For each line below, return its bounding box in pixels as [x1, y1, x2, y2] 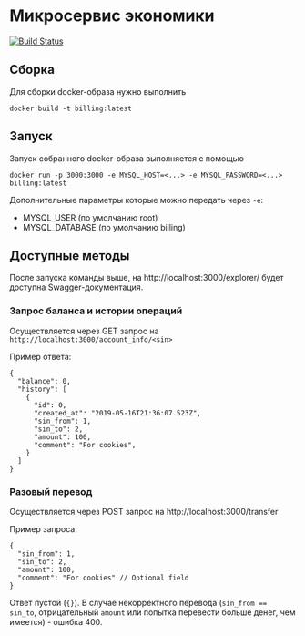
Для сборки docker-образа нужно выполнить [9, 86, 187, 97]
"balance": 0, [17, 376, 71, 385]
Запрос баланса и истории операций [9, 304, 183, 317]
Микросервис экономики [9, 5, 215, 26]
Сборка [9, 62, 55, 77]
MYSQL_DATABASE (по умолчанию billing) [22, 221, 187, 232]
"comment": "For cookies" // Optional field [17, 573, 189, 582]
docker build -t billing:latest [9, 104, 132, 113]
